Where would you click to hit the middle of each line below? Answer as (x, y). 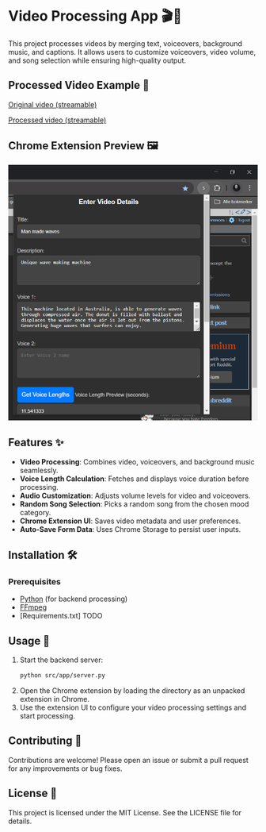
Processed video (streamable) (57, 120)
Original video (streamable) (53, 104)
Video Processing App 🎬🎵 (95, 16)
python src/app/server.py (62, 676)
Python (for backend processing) (74, 599)
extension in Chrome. (54, 699)
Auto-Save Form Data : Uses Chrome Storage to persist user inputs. (130, 529)
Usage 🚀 (29, 641)
